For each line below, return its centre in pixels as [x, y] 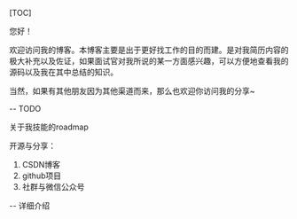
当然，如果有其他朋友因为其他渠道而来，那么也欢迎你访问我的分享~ [132, 91]
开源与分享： [32, 146]
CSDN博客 [41, 164]
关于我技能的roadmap [49, 127]
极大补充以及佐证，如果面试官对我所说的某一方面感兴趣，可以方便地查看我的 [149, 61]
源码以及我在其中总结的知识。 [63, 72]
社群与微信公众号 [53, 187]
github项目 [42, 176]
